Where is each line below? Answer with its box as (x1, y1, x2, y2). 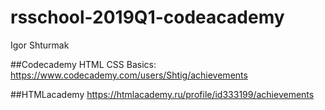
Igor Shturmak (10, 39, 70, 51)
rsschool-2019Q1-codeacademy (10, 6, 285, 29)
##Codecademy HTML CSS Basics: (10, 58, 157, 70)
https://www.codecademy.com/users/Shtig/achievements (10, 69, 248, 81)
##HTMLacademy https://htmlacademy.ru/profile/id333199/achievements (10, 88, 315, 100)
